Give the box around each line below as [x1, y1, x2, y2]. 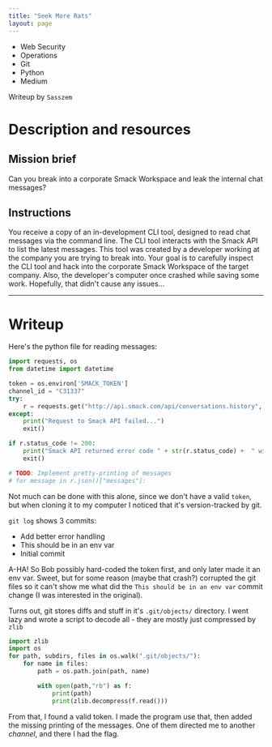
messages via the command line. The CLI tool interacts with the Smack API [8, 236, 258, 245]
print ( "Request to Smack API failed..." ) [23, 417, 164, 425]
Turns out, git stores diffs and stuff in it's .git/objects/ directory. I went [8, 605, 249, 616]
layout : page [8, 19, 53, 28]
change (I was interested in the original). [8, 590, 143, 600]
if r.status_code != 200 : [8, 439, 96, 448]
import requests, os [8, 357, 79, 365]
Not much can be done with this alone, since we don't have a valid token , [8, 491, 253, 501]
